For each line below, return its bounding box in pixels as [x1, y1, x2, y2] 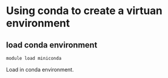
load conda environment [6, 40, 98, 50]
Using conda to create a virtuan [6, 4, 163, 18]
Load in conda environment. [6, 66, 74, 73]
